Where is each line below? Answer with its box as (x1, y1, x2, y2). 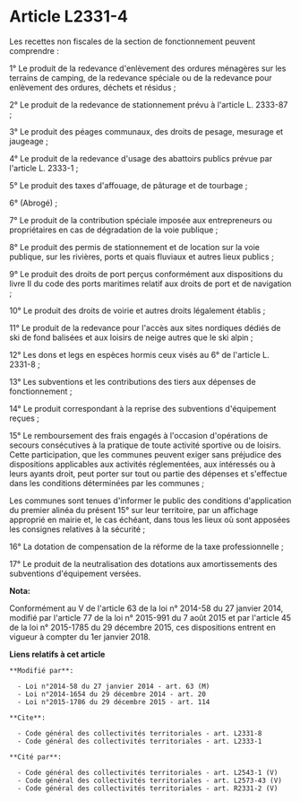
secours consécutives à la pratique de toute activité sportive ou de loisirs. (9, 440, 282, 450)
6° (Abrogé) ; (9, 197, 58, 208)
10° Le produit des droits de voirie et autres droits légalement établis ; (9, 305, 266, 316)
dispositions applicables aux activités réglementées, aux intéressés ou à (9, 458, 276, 469)
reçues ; (9, 413, 40, 423)
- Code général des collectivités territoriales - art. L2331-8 (17, 728, 262, 737)
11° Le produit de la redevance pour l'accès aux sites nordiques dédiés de (9, 322, 281, 333)
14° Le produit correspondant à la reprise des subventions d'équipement (9, 403, 277, 414)
